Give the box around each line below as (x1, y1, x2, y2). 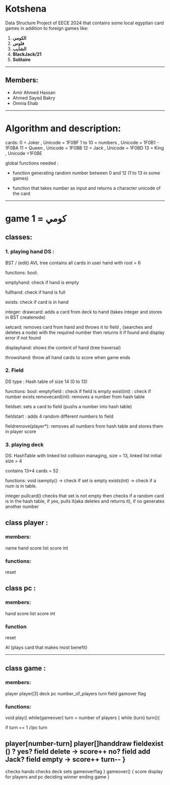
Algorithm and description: (5, 123, 121, 134)
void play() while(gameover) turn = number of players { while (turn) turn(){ (5, 715, 160, 721)
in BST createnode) (5, 314, 46, 320)
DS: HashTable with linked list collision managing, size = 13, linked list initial (5, 453, 162, 459)
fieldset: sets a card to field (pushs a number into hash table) (5, 403, 133, 409)
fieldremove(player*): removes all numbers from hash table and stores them (5, 423, 163, 429)
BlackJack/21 (12, 51, 42, 57)
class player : (5, 518, 48, 527)
